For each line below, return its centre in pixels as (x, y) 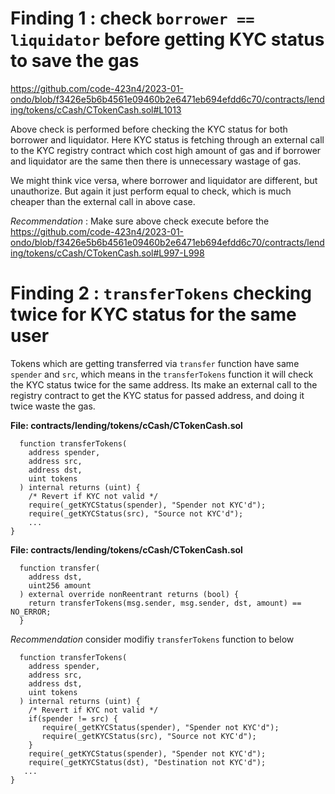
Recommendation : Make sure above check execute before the (140, 221)
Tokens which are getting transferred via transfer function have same (155, 363)
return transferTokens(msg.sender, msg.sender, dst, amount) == (165, 603)
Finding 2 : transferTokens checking (161, 293)
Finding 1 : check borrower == (132, 18)
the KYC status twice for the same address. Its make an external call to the (164, 384)
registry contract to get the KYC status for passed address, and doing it (157, 395)
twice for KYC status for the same (153, 314)
